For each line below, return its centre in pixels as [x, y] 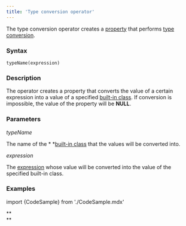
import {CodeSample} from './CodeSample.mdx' [65, 201]
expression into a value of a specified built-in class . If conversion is [89, 97]
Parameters [23, 119]
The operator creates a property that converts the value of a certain [90, 91]
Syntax [17, 50]
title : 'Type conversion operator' [51, 12]
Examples [21, 189]
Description [24, 78]
